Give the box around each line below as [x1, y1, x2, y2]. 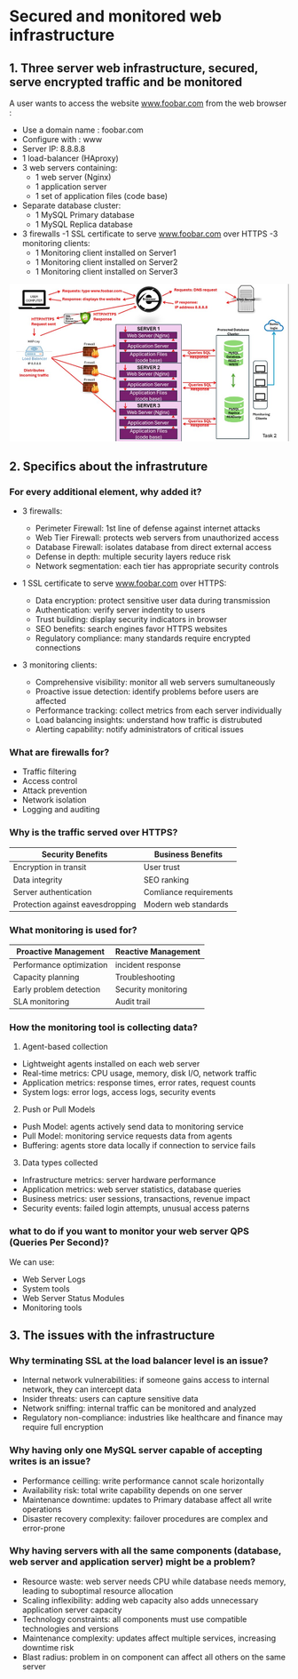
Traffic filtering [21, 766, 77, 777]
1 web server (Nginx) [35, 172, 112, 182]
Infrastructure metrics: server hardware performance [21, 1175, 216, 1186]
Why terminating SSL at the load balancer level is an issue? [9, 1354, 269, 1366]
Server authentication [12, 886, 92, 897]
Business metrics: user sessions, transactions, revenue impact [21, 1194, 251, 1204]
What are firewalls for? [9, 747, 110, 758]
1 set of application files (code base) [35, 191, 169, 201]
